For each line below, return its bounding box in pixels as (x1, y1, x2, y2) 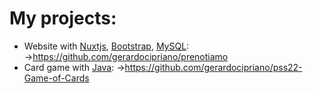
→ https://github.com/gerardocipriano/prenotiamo (23, 50, 229, 62)
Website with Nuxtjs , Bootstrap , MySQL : (23, 40, 190, 52)
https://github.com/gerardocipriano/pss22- (124, 61, 303, 73)
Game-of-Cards (23, 72, 90, 84)
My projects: (9, 7, 117, 30)
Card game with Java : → (23, 61, 126, 73)
